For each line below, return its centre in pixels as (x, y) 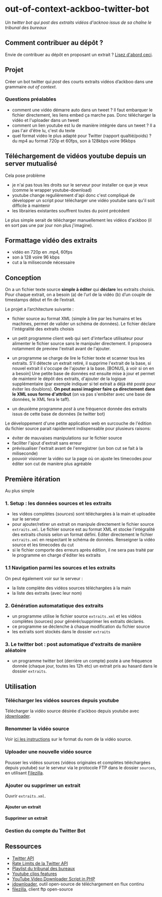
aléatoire (16, 650)
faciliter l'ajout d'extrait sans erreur (47, 443)
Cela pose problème (25, 175)
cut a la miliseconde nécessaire (43, 262)
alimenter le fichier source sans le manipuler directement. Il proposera (82, 344)
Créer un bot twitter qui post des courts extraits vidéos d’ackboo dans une (79, 82)
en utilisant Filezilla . (25, 773)
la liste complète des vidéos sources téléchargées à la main (71, 588)
